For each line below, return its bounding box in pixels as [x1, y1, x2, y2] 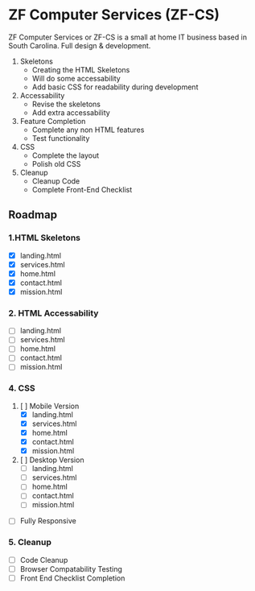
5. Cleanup [8, 537, 52, 548]
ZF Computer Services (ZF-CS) [8, 6, 220, 24]
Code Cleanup [19, 555, 68, 564]
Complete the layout [31, 151, 99, 160]
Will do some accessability [31, 73, 121, 83]
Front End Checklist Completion [19, 573, 125, 583]
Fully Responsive [19, 516, 76, 526]
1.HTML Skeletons [8, 232, 80, 243]
